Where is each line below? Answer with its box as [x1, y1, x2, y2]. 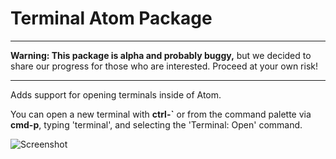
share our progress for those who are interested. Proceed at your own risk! [10, 60, 319, 72]
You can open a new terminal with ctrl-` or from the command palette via [10, 108, 312, 120]
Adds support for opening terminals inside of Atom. [10, 88, 222, 101]
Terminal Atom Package [10, 7, 213, 30]
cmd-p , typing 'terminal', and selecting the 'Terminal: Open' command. [10, 118, 303, 131]
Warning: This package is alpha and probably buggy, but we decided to [10, 49, 312, 61]
